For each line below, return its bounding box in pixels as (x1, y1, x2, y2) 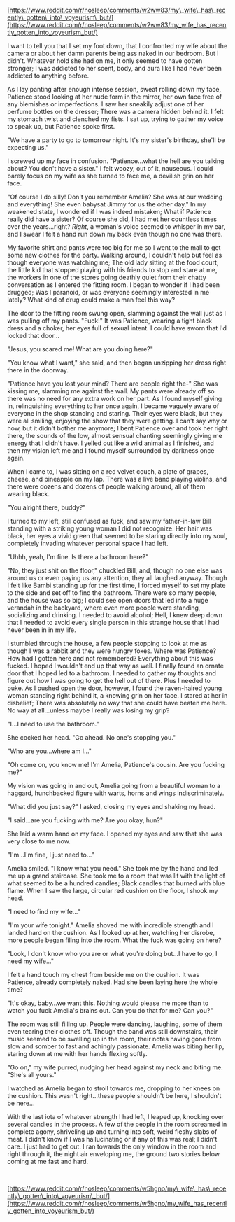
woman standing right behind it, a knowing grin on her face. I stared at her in (7, 691, 228, 699)
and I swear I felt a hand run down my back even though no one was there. (7, 230, 223, 238)
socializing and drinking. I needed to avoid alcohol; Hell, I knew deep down (7, 611, 222, 619)
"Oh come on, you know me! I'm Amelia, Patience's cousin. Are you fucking (7, 761, 225, 768)
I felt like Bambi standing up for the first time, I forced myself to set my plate (7, 581, 226, 589)
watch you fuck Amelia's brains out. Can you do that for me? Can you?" (7, 1006, 213, 1014)
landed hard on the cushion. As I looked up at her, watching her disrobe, (7, 929, 215, 936)
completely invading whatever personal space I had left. (7, 539, 169, 547)
